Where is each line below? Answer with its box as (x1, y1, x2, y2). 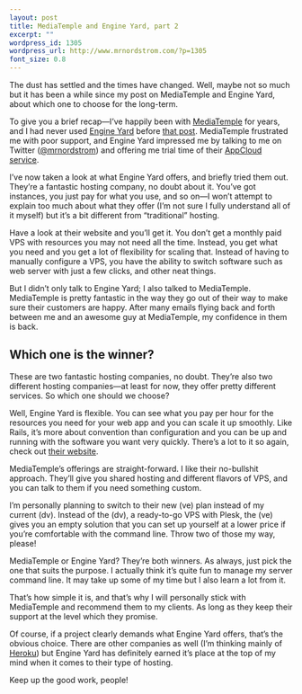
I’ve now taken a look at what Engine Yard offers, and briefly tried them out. (9, 172, 289, 182)
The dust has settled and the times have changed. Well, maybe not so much (9, 80, 290, 90)
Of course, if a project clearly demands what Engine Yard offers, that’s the (9, 628, 283, 639)
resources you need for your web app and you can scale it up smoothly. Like (9, 417, 293, 428)
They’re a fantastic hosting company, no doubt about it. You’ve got (9, 182, 256, 191)
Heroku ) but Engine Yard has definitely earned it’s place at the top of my (9, 647, 277, 658)
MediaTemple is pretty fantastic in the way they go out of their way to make (9, 293, 289, 303)
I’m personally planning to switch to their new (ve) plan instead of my (9, 500, 265, 511)
